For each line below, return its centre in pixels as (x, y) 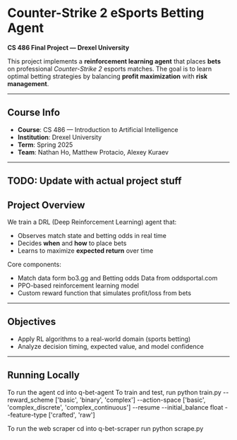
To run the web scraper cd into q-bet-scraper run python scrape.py (105, 428)
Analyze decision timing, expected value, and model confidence (111, 346)
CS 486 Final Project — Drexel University (68, 47)
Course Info (34, 113)
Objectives (32, 322)
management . (28, 83)
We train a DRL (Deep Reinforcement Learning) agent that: (92, 222)
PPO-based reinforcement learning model (78, 285)
